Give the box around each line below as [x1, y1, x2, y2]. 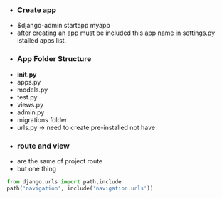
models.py [16, 85, 48, 94]
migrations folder [16, 115, 68, 124]
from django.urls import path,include [6, 178, 122, 185]
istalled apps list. [16, 36, 67, 45]
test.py [16, 92, 38, 101]
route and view [16, 141, 70, 151]
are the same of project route [16, 156, 103, 165]
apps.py [16, 77, 41, 86]
